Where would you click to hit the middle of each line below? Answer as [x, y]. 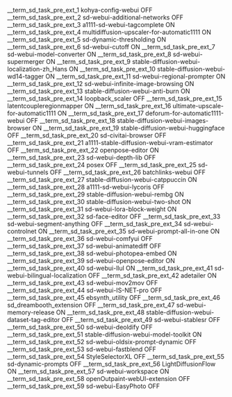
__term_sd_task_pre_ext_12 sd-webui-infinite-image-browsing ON [101, 84]
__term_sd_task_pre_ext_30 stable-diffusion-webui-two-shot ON [99, 202]
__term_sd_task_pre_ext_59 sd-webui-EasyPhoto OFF [84, 386]
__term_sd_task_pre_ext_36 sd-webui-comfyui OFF [80, 238]
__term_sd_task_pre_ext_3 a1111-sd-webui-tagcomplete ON [91, 25]
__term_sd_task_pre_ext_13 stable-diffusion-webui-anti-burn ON [99, 91]
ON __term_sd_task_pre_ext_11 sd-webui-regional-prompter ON [135, 76]
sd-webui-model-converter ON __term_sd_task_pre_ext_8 [89, 54]
